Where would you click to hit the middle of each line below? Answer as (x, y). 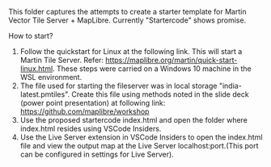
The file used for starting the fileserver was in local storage (119, 86)
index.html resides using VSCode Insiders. (91, 129)
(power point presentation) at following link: (93, 103)
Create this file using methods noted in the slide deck (160, 94)
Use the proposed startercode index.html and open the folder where (134, 120)
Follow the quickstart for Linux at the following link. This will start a (131, 51)
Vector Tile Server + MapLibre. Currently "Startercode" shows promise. (127, 20)
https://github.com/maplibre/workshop (85, 111)
